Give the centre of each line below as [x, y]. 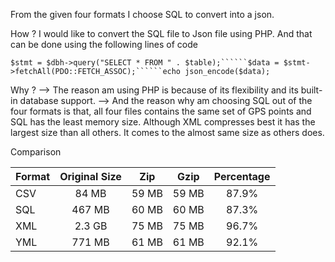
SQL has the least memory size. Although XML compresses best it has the [163, 122]
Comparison [36, 152]
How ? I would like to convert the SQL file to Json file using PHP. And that [161, 33]
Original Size [90, 176]
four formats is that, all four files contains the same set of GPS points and [161, 111]
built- [311, 90]
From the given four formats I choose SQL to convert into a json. [142, 14]
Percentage [242, 176]
